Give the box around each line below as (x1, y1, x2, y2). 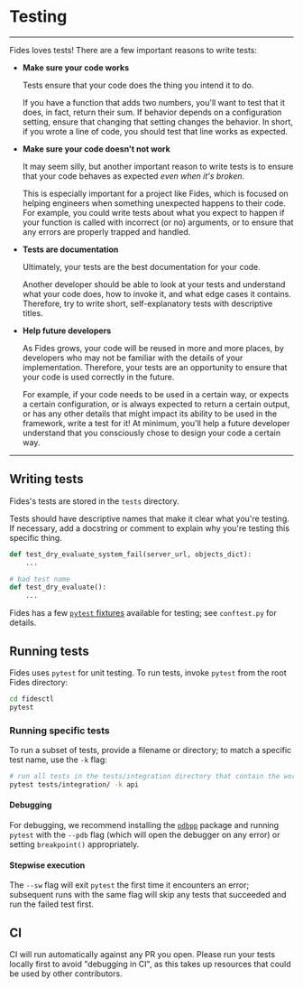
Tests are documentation (22, 244, 119, 255)
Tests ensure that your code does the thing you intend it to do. (22, 79, 254, 90)
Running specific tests (9, 724, 110, 737)
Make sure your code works (22, 61, 129, 73)
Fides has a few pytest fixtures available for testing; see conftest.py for (9, 608, 277, 619)
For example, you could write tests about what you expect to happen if (22, 207, 285, 218)
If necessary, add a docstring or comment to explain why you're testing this (9, 522, 290, 534)
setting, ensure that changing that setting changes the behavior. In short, (22, 116, 293, 127)
